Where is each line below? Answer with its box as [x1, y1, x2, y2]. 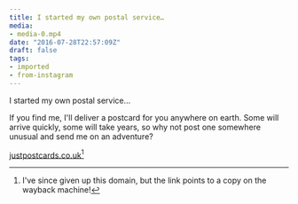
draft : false [9, 46, 58, 55]
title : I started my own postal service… [9, 12, 165, 22]
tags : [9, 54, 29, 63]
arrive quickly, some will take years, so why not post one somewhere [9, 122, 262, 132]
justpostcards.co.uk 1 [9, 148, 84, 161]
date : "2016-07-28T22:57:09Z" [9, 37, 122, 47]
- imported [9, 63, 50, 72]
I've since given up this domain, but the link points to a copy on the [21, 175, 267, 186]
